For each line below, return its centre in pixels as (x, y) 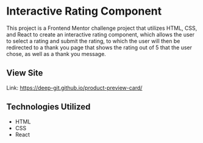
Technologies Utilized (48, 107)
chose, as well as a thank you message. (56, 54)
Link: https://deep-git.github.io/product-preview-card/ (74, 88)
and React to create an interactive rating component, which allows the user (101, 34)
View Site (25, 73)
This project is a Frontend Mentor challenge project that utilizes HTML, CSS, (102, 28)
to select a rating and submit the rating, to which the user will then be (93, 41)
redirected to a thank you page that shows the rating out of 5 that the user (99, 47)
